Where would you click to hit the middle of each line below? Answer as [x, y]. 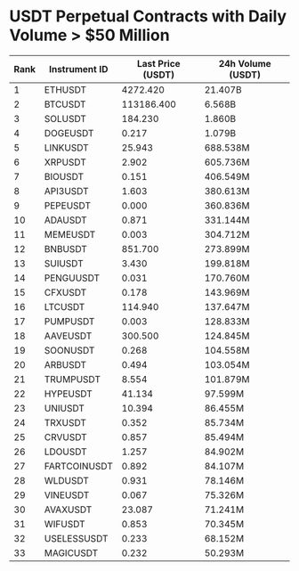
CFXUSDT [65, 292]
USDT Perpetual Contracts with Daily [148, 16]
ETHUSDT [65, 89]
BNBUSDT [65, 249]
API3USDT [66, 191]
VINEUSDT [67, 494]
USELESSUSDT [76, 538]
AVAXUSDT [68, 510]
